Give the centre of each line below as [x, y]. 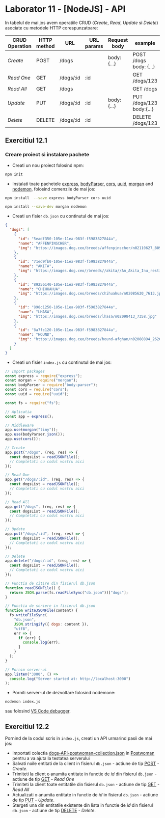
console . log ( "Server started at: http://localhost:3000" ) [70, 679]
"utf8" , [22, 629]
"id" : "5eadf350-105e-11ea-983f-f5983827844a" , [68, 239]
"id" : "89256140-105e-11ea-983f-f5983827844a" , [68, 284]
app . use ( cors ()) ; [23, 439]
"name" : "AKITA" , [36, 266]
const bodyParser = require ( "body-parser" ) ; [51, 385]
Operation [20, 46]
